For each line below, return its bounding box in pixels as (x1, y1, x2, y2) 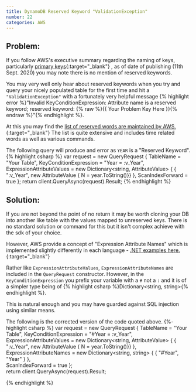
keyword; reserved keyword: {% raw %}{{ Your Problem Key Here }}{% (6, 105, 177, 113)
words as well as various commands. (6, 135, 95, 142)
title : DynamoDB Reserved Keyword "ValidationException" (6, 8, 148, 15)
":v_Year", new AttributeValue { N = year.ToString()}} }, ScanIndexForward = (6, 172, 188, 179)
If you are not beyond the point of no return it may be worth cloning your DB (6, 210, 189, 217)
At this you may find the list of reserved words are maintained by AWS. (6, 123, 177, 130)
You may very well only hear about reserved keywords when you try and (6, 80, 181, 88)
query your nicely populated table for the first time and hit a (6, 87, 150, 94)
